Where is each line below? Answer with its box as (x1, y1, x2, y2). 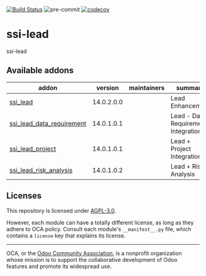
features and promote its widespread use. (6, 263, 112, 270)
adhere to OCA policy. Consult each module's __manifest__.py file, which (6, 225, 191, 232)
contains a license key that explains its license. (6, 232, 126, 239)
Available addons (6, 65, 74, 76)
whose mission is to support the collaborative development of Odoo (6, 256, 178, 263)
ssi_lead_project (9, 144, 56, 153)
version (96, 83, 120, 92)
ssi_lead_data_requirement (9, 119, 87, 128)
